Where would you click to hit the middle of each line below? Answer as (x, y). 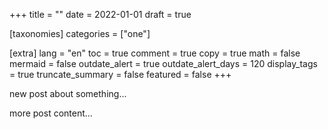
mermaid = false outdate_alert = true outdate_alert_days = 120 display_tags (163, 63)
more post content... (51, 113)
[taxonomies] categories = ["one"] (80, 33)
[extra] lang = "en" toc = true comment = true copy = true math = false (155, 53)
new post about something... (68, 93)
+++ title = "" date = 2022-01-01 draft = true (100, 14)
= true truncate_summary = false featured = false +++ (120, 74)
